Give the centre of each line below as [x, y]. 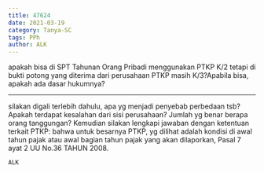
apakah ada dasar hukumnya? [57, 84]
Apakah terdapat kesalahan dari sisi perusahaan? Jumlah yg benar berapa [128, 115]
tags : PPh [24, 37]
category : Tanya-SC [40, 30]
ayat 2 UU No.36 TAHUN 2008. [59, 148]
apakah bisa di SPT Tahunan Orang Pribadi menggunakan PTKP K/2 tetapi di [132, 67]
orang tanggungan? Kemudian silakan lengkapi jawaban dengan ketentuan [129, 123]
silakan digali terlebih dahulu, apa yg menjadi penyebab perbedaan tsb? [125, 106]
